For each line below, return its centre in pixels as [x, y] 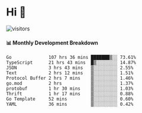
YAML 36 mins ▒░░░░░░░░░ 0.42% [70, 104]
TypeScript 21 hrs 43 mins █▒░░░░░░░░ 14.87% [71, 63]
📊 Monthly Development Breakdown [52, 43]
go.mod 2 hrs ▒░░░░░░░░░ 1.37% [70, 84]
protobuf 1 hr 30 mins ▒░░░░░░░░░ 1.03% [70, 89]
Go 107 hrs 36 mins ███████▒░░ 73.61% [71, 58]
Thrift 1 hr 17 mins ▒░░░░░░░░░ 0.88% [70, 94]
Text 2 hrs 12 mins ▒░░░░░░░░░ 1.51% [70, 73]
